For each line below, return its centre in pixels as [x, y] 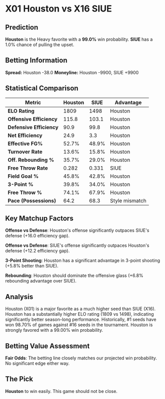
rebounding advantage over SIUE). [41, 281]
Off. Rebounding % [31, 160]
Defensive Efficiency [33, 127]
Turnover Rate [25, 152]
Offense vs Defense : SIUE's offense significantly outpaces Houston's [77, 245]
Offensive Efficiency [33, 119]
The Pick [19, 379]
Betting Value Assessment [47, 346]
